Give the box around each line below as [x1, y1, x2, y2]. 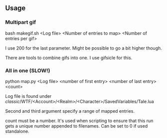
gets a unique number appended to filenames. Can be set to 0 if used [5, 123, 148, 129]
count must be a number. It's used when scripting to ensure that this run [5, 118, 154, 124]
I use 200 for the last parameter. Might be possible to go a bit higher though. [5, 45, 162, 51]
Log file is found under [5, 93, 52, 99]
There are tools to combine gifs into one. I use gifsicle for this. [5, 55, 133, 61]
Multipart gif [5, 19, 36, 26]
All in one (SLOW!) [5, 67, 50, 74]
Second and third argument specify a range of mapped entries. [5, 108, 135, 114]
